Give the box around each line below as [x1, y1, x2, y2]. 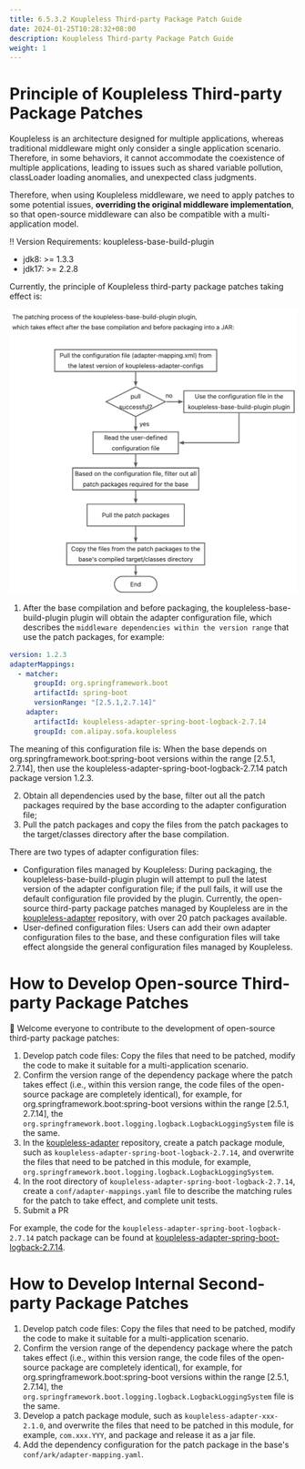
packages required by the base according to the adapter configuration [22, 799, 287, 810]
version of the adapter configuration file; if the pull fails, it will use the [22, 883, 283, 894]
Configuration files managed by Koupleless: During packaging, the [22, 864, 272, 875]
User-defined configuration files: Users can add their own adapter [22, 922, 271, 933]
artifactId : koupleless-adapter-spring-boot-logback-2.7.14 [33, 717, 267, 726]
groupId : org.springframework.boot [33, 679, 169, 688]
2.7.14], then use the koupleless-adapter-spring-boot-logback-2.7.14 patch [9, 763, 289, 774]
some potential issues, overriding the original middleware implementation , [9, 199, 294, 210]
